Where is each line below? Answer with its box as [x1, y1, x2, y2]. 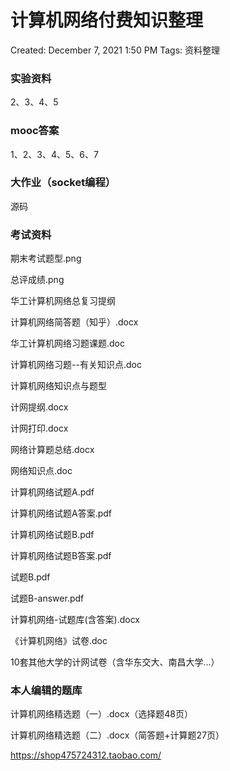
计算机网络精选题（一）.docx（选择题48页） [10, 708, 194, 720]
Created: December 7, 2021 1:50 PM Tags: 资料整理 [10, 44, 221, 56]
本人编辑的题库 [10, 684, 83, 698]
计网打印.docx [10, 422, 69, 435]
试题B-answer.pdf [10, 592, 85, 605]
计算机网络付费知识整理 [10, 9, 204, 32]
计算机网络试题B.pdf [10, 529, 95, 541]
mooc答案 [10, 124, 60, 138]
